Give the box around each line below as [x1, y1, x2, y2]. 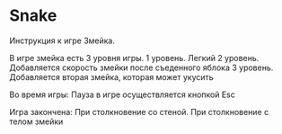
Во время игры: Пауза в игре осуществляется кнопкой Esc [9, 89, 235, 100]
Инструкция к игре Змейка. [9, 35, 115, 46]
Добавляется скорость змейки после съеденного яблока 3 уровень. [9, 62, 274, 73]
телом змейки [9, 116, 64, 127]
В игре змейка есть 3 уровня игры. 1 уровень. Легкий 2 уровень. [9, 52, 260, 63]
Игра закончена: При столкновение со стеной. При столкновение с [9, 106, 269, 117]
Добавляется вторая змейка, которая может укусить [9, 71, 214, 82]
